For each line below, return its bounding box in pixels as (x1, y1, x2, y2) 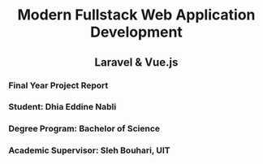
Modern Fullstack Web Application (17, 6, 256, 24)
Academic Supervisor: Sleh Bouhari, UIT (8, 145, 170, 156)
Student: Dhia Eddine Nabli (8, 101, 117, 113)
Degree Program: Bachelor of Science (8, 123, 161, 135)
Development (90, 23, 183, 41)
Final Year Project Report (8, 80, 109, 91)
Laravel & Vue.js (94, 55, 179, 69)
